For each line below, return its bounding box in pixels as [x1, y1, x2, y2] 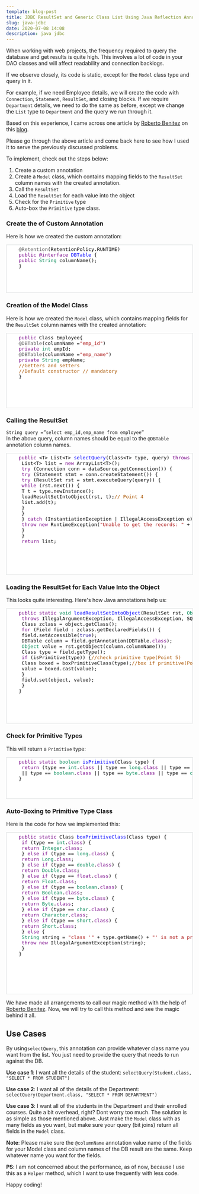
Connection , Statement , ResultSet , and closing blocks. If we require [6, 96, 169, 103]
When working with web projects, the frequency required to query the [6, 47, 176, 54]
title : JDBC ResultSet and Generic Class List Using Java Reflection [6, 14, 182, 20]
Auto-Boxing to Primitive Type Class [6, 806, 113, 815]
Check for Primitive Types [6, 732, 83, 740]
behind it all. [6, 1012, 36, 1019]
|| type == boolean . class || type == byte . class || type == [21, 770, 188, 776]
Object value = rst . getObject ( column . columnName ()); [21, 643, 167, 650]
